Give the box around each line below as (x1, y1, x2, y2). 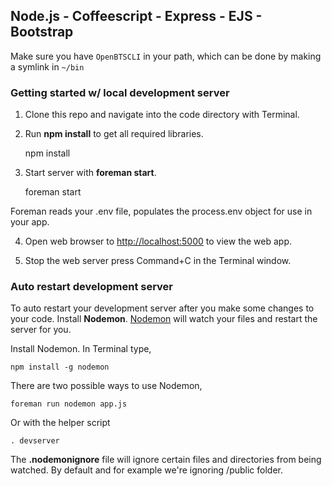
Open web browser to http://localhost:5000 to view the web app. (24, 235, 293, 248)
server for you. (10, 324, 72, 336)
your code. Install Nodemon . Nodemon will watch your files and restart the (10, 313, 318, 325)
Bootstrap (10, 24, 74, 41)
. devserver (10, 436, 60, 446)
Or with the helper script (10, 417, 111, 429)
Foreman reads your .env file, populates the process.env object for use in (10, 205, 313, 218)
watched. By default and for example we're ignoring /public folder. (10, 464, 283, 476)
